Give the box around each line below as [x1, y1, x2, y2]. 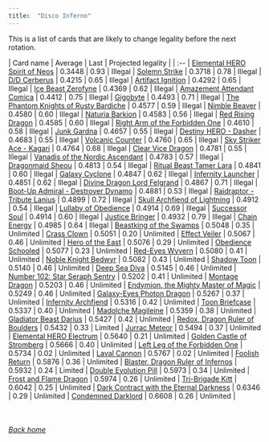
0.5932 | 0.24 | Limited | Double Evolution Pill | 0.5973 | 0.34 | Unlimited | [8, 365, 251, 374]
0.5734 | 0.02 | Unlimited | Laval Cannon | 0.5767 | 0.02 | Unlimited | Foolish [8, 348, 259, 358]
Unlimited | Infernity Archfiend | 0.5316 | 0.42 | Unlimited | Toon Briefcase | [8, 297, 256, 306]
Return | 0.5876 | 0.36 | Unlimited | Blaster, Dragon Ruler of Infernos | [8, 357, 238, 366]
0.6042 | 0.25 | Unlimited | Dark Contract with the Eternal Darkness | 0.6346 [8, 383, 261, 392]
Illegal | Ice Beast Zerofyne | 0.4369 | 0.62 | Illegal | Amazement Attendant [8, 84, 255, 93]
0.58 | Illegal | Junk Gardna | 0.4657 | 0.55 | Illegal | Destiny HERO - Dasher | [8, 126, 262, 136]
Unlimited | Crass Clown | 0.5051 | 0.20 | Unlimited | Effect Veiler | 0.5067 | [8, 228, 255, 238]
